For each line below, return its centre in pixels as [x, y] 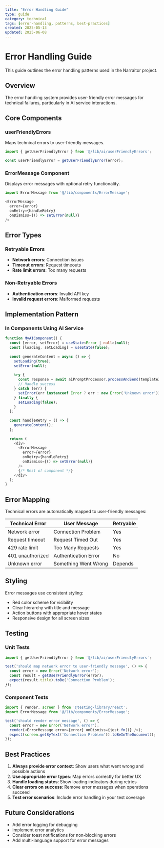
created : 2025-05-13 [26, 28]
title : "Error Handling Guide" [37, 10]
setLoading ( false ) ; [38, 402]
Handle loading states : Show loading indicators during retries [74, 782]
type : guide [17, 14]
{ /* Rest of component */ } [45, 471]
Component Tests [27, 697]
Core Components [33, 118]
